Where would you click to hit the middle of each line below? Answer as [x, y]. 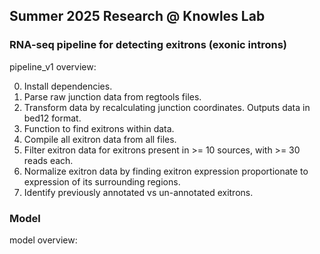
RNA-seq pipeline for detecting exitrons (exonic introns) [148, 45]
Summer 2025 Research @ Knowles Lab [137, 16]
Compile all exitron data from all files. [100, 139]
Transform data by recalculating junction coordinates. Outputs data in [167, 107]
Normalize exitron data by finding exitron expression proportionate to [166, 171]
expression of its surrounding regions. [102, 181]
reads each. [48, 160]
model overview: [43, 240]
